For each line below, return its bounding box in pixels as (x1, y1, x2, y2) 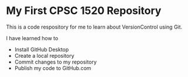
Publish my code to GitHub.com (14, 64, 92, 71)
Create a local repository (14, 52, 74, 59)
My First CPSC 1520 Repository (6, 4, 162, 17)
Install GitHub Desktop (14, 45, 69, 53)
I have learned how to (6, 34, 59, 41)
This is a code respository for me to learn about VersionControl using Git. (6, 23, 183, 30)
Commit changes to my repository (14, 58, 97, 65)
